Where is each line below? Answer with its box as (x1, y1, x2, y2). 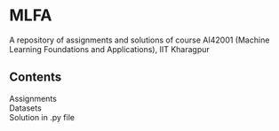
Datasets (9, 103, 42, 113)
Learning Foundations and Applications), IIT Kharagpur (9, 43, 211, 54)
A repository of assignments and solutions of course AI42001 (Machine (9, 35, 270, 45)
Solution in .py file (9, 112, 76, 122)
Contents (9, 70, 62, 85)
